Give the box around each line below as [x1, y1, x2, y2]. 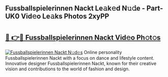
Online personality [83, 49, 122, 55]
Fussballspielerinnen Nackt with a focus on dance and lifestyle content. [5, 55, 155, 61]
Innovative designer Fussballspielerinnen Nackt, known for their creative [5, 61, 156, 66]
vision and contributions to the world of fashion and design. [5, 66, 130, 72]
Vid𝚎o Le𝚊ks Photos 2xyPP [21, 12, 109, 21]
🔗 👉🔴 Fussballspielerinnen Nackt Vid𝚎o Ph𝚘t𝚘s [5, 33, 161, 42]
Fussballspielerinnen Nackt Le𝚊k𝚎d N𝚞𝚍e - [5, 4, 146, 13]
